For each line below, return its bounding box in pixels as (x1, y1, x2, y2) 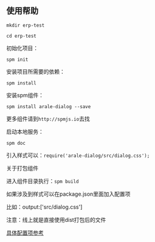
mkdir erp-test (6, 22, 45, 29)
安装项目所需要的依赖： (6, 67, 65, 75)
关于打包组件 (6, 164, 38, 171)
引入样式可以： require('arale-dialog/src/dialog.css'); (6, 151, 150, 159)
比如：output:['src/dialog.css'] (6, 203, 83, 210)
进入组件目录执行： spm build (6, 177, 79, 184)
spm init (6, 57, 29, 63)
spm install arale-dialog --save (6, 103, 91, 109)
